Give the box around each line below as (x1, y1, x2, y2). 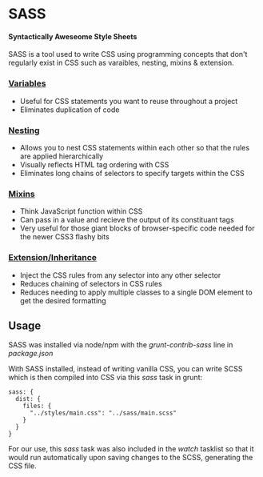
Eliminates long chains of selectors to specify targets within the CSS (19, 168, 245, 178)
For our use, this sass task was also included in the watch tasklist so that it (8, 444, 254, 454)
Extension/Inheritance (8, 252, 98, 263)
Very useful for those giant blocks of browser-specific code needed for (19, 223, 255, 233)
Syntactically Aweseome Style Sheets (8, 31, 137, 41)
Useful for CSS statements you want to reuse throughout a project (19, 96, 238, 106)
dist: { (15, 395, 42, 403)
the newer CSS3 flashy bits (19, 232, 110, 242)
